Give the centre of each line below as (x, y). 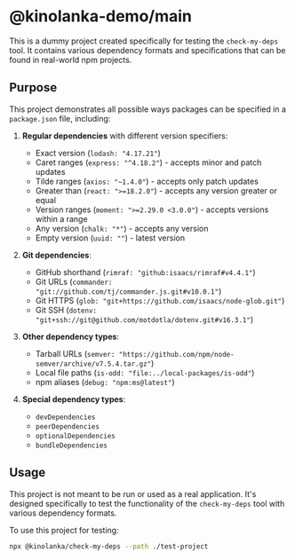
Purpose (33, 87)
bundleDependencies (72, 446)
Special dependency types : (74, 399)
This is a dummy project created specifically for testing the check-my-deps (144, 41)
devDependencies (65, 417)
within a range (61, 218)
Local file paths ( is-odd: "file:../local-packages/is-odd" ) (145, 372)
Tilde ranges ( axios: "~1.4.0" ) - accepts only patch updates (147, 181)
